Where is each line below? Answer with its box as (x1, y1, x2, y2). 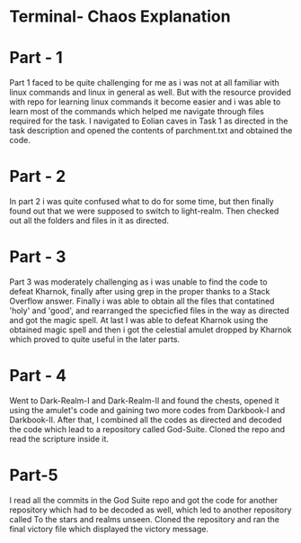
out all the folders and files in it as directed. (9, 215, 169, 226)
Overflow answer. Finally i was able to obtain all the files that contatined (9, 295, 275, 306)
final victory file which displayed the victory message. (9, 523, 209, 534)
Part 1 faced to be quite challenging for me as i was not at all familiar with (9, 77, 280, 88)
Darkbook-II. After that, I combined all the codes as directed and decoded (9, 414, 282, 425)
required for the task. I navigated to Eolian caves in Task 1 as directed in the (9, 115, 288, 127)
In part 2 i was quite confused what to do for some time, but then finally (9, 196, 274, 207)
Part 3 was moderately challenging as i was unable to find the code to (9, 276, 268, 287)
